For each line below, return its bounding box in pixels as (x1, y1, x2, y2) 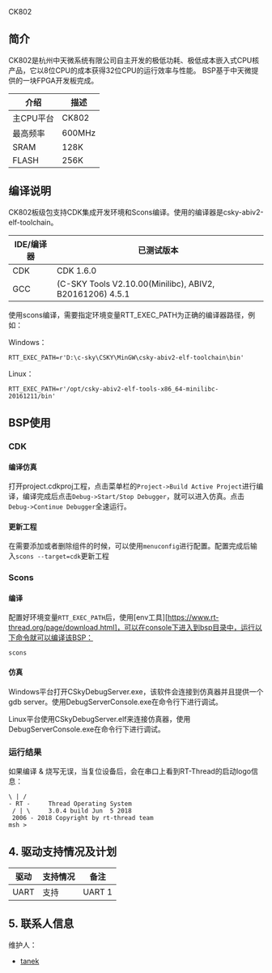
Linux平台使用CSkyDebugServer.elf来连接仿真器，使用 (8, 714, 191, 723)
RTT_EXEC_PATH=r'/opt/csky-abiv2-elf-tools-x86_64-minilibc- (8, 385, 219, 393)
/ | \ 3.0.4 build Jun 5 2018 (11, 806, 132, 815)
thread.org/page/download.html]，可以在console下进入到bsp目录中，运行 (8, 623, 256, 633)
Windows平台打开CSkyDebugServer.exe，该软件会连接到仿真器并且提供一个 (8, 686, 264, 696)
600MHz (62, 127, 96, 139)
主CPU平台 (12, 113, 54, 124)
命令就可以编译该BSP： (15, 633, 94, 642)
